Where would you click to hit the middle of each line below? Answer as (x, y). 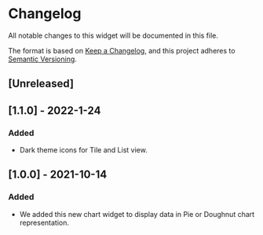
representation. (44, 222)
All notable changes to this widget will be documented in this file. (113, 35)
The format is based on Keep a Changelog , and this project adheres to (122, 50)
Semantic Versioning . (42, 59)
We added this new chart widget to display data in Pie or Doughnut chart (137, 214)
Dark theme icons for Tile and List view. (83, 150)
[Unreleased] (41, 84)
